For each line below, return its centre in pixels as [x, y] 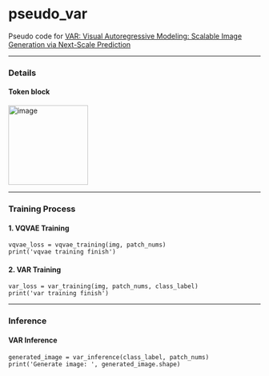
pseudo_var [48, 14]
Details [22, 73]
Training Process [42, 209]
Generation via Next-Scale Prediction [70, 44]
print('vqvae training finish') [62, 252]
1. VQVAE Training [39, 228]
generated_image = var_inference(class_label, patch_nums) [109, 357]
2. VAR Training [35, 270]
